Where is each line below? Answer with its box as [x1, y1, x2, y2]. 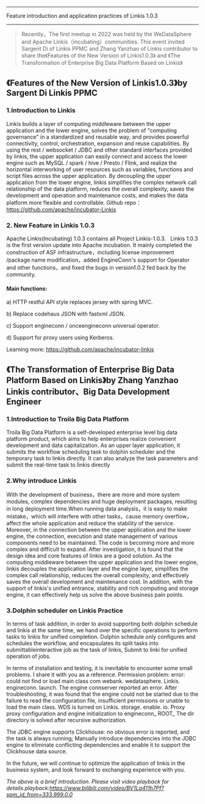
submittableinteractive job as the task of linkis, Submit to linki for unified [6, 646, 187, 654]
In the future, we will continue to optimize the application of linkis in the [6, 759, 185, 767]
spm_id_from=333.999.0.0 [6, 791, 73, 798]
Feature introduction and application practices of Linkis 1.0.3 [6, 12, 158, 19]
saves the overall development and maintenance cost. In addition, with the [6, 578, 193, 586]
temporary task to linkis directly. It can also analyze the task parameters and [6, 454, 198, 462]
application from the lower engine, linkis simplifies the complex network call [6, 179, 197, 186]
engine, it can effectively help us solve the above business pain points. [6, 591, 184, 599]
